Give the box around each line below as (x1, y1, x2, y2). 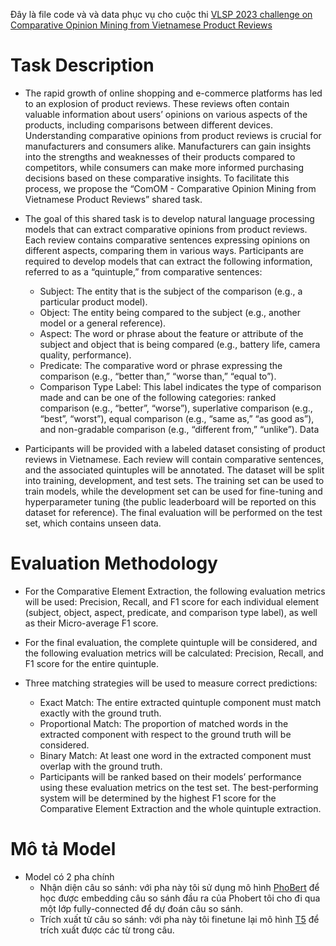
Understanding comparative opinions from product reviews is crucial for (24, 129, 322, 141)
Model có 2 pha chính (24, 870, 115, 883)
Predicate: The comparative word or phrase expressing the (39, 359, 283, 371)
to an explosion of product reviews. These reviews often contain (24, 97, 290, 109)
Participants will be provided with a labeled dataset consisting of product (24, 442, 326, 454)
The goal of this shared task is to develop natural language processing (24, 212, 315, 224)
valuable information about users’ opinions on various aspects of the (24, 108, 308, 120)
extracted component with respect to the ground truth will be (39, 728, 292, 740)
